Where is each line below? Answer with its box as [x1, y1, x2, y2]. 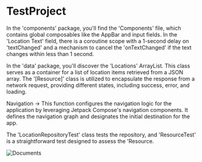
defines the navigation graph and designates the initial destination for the [6, 113, 190, 120]
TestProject [6, 4, 67, 18]
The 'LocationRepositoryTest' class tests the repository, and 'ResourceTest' [6, 131, 197, 138]
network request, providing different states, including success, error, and [6, 81, 190, 89]
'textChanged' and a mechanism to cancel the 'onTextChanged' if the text [6, 44, 192, 51]
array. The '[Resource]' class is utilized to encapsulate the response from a [6, 75, 195, 82]
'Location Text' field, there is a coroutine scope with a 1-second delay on [6, 37, 189, 44]
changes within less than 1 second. [6, 50, 95, 57]
